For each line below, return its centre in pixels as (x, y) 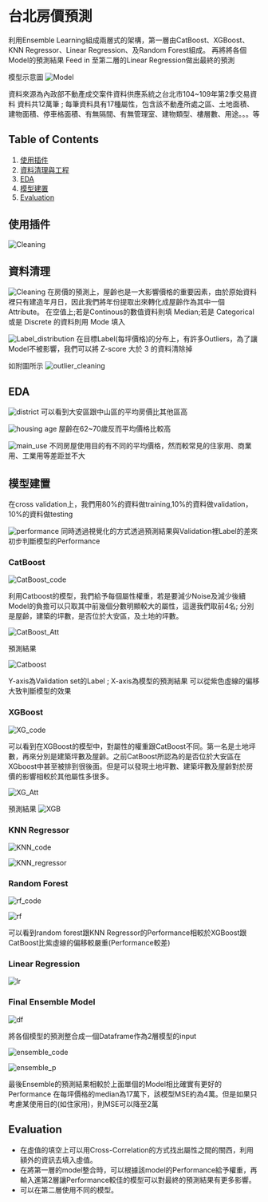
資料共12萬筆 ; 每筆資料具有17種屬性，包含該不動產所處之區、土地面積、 (135, 104)
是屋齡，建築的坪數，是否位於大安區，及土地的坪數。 (96, 616)
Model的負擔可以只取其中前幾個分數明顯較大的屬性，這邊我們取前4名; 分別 (131, 606)
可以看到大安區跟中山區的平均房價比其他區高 (114, 412)
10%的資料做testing (41, 514)
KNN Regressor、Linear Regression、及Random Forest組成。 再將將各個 (128, 50)
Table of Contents (54, 139)
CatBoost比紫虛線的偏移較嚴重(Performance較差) (89, 943)
